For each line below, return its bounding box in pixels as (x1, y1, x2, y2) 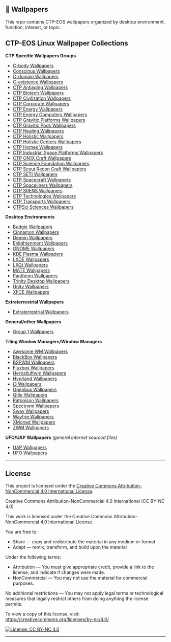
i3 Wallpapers (12, 381, 42, 387)
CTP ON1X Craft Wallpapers (12, 154, 71, 161)
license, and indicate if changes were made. (12, 569, 105, 575)
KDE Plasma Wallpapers (12, 251, 63, 257)
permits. (5, 601, 23, 607)
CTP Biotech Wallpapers (12, 90, 64, 96)
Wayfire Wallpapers (12, 413, 54, 419)
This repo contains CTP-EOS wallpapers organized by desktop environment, (5, 18, 165, 25)
